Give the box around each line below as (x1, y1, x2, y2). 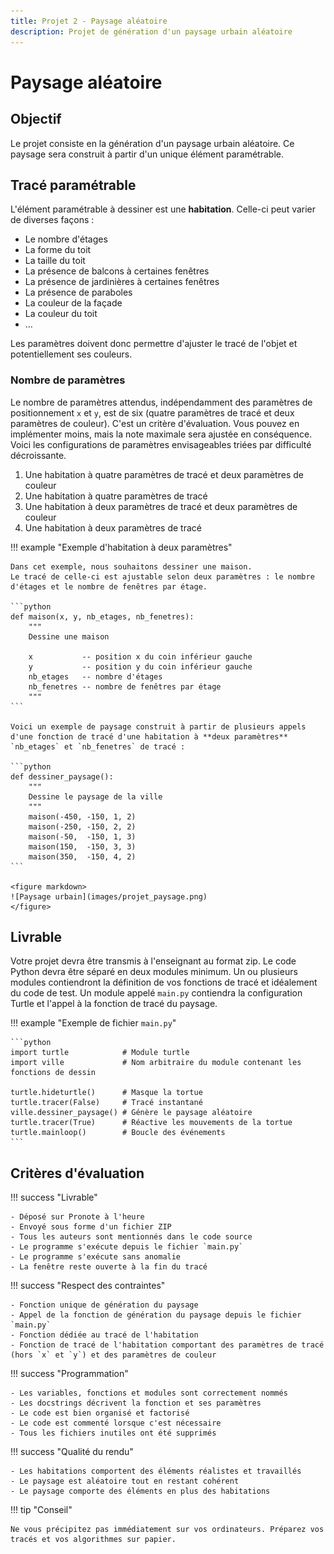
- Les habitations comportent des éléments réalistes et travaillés (10, 1466, 302, 1477)
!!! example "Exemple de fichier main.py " (10, 1017, 177, 1029)
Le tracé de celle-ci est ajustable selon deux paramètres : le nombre (10, 571, 315, 582)
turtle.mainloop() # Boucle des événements (10, 1128, 226, 1138)
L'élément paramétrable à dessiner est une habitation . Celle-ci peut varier (10, 203, 317, 215)
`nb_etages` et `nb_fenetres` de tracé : (10, 741, 186, 752)
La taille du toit (24, 255, 86, 267)
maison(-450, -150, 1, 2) (28, 811, 137, 822)
